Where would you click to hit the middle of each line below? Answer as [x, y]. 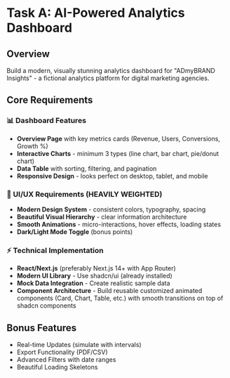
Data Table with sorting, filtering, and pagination [87, 168]
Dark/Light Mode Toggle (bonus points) [75, 232]
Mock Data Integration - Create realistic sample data [93, 283]
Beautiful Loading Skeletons [57, 367]
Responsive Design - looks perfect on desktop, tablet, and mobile [112, 176]
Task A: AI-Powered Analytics [96, 13]
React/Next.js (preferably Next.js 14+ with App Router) [96, 268]
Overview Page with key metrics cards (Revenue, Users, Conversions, [118, 138]
